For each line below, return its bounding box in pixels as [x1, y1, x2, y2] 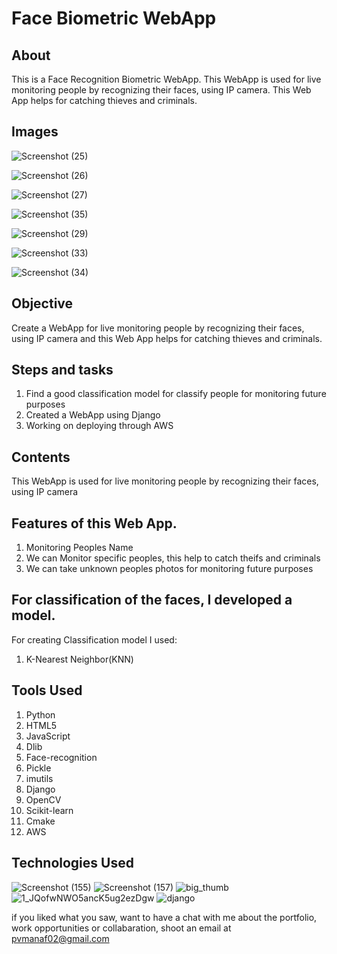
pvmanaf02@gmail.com [11, 932, 110, 944]
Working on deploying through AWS [25, 420, 174, 432]
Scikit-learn [25, 804, 74, 816]
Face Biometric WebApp [11, 7, 217, 30]
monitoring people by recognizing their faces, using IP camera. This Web [11, 84, 312, 96]
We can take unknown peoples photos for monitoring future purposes [25, 563, 314, 575]
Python [25, 708, 56, 721]
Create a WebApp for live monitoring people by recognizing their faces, [11, 322, 305, 334]
